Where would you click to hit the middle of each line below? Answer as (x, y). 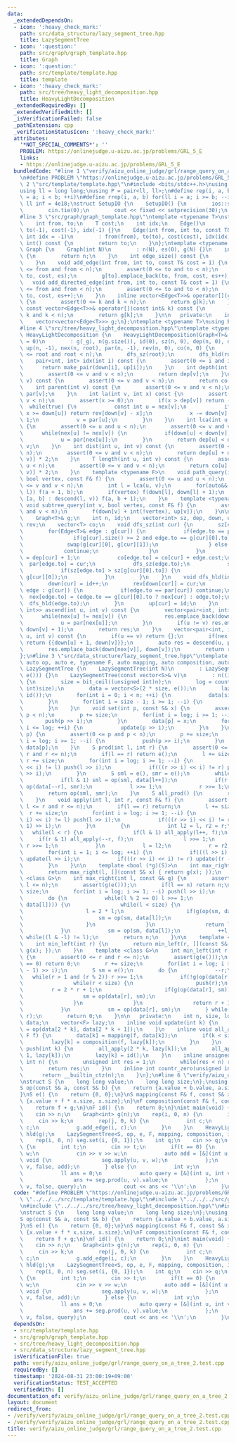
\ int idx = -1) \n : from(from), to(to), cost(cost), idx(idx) (125, 237)
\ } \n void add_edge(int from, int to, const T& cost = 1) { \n (124, 263)
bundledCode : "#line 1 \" (52, 171)
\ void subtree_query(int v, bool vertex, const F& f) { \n (108, 505)
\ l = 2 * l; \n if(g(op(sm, (120, 911)
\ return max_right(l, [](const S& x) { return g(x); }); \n (120, 872)
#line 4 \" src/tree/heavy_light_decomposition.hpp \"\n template (114, 328)
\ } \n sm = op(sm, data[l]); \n (100, 931)
